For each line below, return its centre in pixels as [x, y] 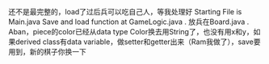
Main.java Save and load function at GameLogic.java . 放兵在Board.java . [129, 22]
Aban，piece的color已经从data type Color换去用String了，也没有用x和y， [131, 32]
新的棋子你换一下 [58, 52]
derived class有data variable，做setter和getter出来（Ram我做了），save [134, 42]
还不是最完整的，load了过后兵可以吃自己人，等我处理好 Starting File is [125, 12]
